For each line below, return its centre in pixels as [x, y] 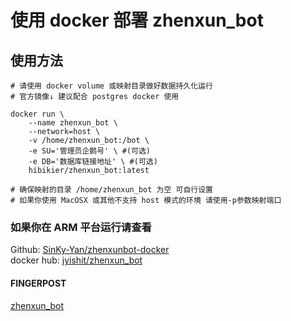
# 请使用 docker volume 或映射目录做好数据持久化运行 [111, 86]
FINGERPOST [38, 283]
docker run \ [37, 114]
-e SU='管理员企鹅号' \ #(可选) [89, 151]
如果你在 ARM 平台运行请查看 [81, 227]
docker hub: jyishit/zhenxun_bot [76, 260]
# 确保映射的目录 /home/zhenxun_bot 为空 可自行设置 [111, 190]
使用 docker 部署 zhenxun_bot [137, 20]
